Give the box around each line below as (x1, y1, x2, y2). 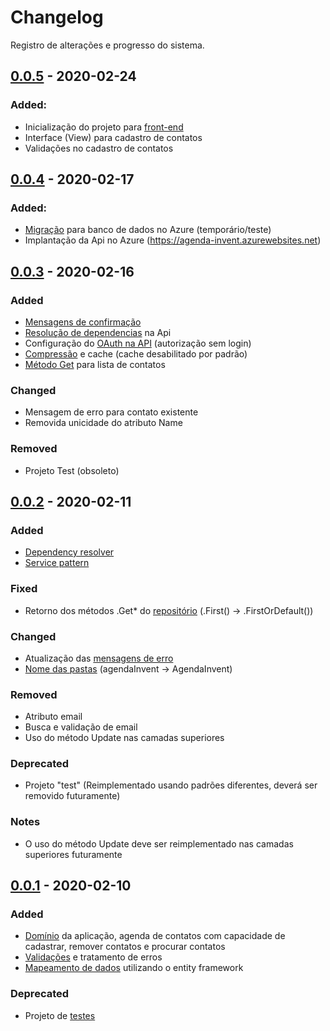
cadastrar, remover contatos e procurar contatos (24, 941, 226, 953)
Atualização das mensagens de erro (24, 652, 174, 664)
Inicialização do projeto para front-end (24, 121, 184, 133)
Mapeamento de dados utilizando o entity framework (24, 962, 244, 974)
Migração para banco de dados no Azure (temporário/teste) (24, 224, 272, 236)
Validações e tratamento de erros (24, 951, 163, 963)
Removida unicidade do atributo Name (24, 417, 183, 429)
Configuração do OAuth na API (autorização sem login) (24, 337, 252, 349)
